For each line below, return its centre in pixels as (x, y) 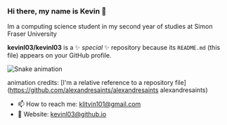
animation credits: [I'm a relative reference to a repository (90, 83)
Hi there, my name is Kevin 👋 (57, 11)
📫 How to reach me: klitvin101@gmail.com (79, 104)
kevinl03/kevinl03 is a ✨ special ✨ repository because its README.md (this (114, 48)
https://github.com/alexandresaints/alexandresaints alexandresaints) (109, 90)
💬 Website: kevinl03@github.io (62, 114)
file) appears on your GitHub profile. (59, 55)
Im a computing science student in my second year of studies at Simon (110, 27)
